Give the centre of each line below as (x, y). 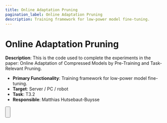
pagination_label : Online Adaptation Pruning (54, 15)
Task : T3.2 (24, 94)
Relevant (14, 69)
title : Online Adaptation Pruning (42, 10)
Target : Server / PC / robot (40, 89)
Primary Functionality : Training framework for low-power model (80, 78)
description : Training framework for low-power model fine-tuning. (78, 19)
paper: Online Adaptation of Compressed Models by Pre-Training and (77, 63)
